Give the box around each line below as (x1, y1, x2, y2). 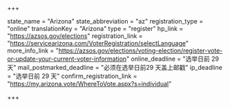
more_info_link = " (7, 46, 59, 55)
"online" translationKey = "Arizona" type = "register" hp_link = (7, 25, 184, 32)
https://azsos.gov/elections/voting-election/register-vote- (58, 46, 223, 55)
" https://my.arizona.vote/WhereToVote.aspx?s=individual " (7, 80, 172, 88)
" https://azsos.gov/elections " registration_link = (7, 32, 143, 40)
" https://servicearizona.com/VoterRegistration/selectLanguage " (7, 39, 189, 47)
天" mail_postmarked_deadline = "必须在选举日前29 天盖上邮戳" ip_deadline (7, 64, 222, 71)
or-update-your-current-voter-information (7, 55, 127, 63)
